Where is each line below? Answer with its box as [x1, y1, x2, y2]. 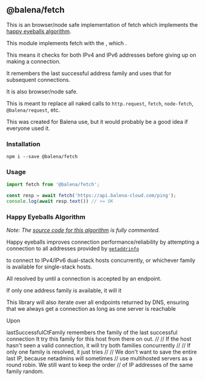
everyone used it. [6, 125, 50, 132]
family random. [6, 368, 45, 375]
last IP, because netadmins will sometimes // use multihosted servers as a [6, 355, 193, 362]
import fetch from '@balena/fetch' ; [6, 181, 100, 188]
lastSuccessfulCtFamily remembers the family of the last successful [6, 329, 177, 336]
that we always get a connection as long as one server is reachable [6, 305, 176, 313]
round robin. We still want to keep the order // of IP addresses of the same [6, 361, 193, 369]
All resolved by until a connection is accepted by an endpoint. [6, 275, 162, 283]
